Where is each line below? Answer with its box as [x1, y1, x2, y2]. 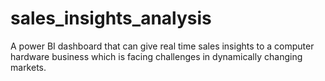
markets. [10, 61, 47, 73]
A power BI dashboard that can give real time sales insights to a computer [10, 40, 315, 52]
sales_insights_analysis [10, 7, 212, 30]
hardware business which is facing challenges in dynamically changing [10, 50, 303, 62]
